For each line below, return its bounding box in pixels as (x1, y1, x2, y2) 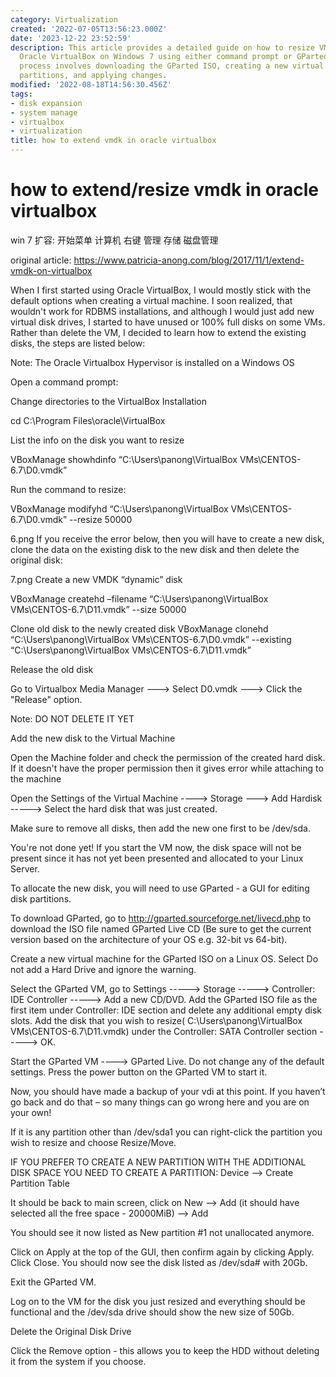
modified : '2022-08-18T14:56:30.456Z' (10, 80, 172, 90)
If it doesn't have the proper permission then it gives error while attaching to (10, 762, 324, 774)
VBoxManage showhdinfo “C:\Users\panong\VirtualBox (10, 453, 238, 465)
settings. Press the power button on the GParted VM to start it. (10, 1066, 268, 1078)
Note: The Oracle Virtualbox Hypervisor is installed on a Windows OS (10, 356, 295, 368)
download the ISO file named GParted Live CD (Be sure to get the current (10, 922, 312, 935)
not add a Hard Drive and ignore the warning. (10, 963, 197, 975)
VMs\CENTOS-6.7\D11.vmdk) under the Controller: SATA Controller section (10, 1025, 318, 1037)
